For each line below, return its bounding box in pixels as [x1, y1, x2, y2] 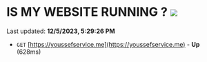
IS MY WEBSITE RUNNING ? [6, 4, 168, 20]
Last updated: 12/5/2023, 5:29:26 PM [6, 27, 115, 35]
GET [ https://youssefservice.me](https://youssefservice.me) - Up [16, 40, 200, 48]
